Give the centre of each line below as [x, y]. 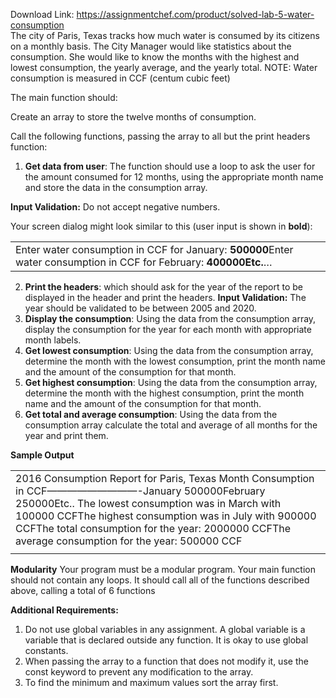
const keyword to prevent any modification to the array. [139, 672]
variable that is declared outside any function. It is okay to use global [166, 640]
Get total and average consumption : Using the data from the [151, 414]
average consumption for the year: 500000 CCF [129, 541]
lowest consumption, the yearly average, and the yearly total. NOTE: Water [164, 67]
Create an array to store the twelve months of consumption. [133, 117]
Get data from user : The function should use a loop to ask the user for [170, 166]
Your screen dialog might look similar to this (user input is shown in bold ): [161, 226]
